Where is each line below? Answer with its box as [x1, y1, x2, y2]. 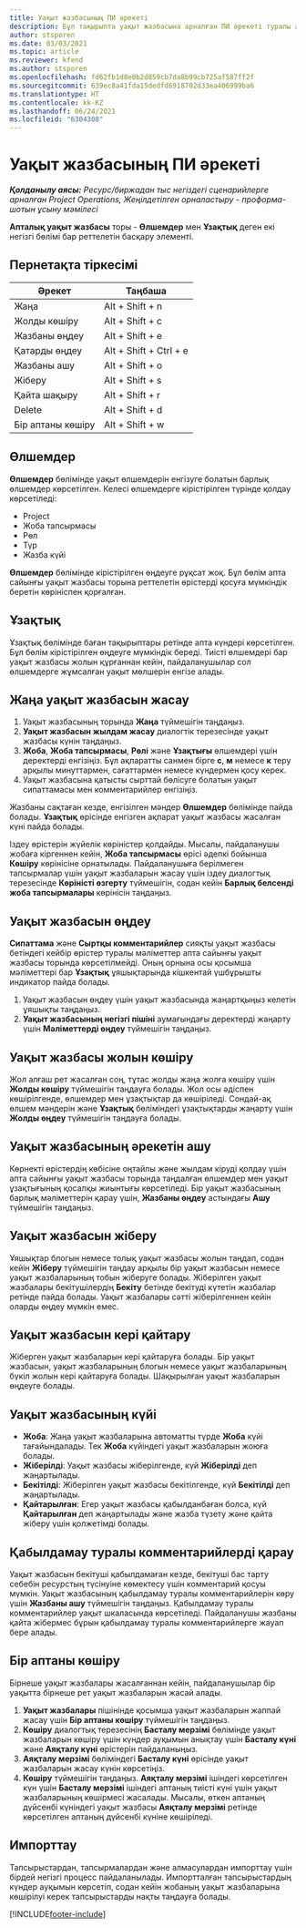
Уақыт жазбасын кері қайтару [9, 1327, 191, 1342]
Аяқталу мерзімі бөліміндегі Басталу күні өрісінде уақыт [22, 1753, 249, 1764]
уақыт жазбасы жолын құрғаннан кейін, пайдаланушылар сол [9, 656, 252, 667]
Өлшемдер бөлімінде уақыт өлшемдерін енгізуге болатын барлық [9, 473, 270, 484]
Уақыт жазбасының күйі [9, 1407, 158, 1422]
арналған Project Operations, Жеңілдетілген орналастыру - [9, 194, 240, 205]
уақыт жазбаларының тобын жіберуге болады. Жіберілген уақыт [9, 1272, 262, 1283]
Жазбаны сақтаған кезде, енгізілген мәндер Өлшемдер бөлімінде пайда [9, 802, 293, 813]
